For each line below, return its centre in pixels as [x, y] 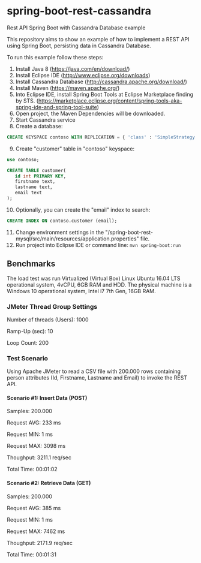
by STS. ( [27, 101]
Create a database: [39, 126]
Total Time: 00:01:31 [31, 554]
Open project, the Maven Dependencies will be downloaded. [90, 113]
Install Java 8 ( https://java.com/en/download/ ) [73, 69]
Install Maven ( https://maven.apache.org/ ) [67, 88]
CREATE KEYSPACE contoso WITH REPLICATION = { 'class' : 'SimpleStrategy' [102, 137]
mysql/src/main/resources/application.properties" [77, 239]
